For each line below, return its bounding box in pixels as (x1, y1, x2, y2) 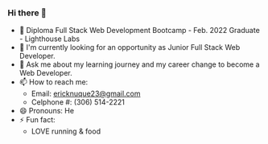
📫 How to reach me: (19, 77, 89, 87)
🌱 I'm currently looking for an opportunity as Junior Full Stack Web (19, 43, 241, 52)
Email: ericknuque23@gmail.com (31, 88, 141, 99)
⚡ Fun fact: (19, 115, 56, 125)
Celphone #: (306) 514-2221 (31, 97, 126, 107)
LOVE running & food (31, 126, 101, 136)
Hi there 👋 (7, 7, 47, 19)
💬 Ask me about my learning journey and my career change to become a (19, 60, 260, 69)
